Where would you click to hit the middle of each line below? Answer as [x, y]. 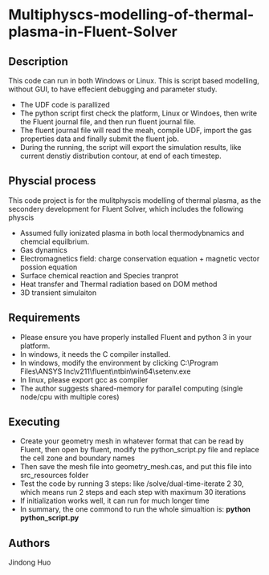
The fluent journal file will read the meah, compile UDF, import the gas [136, 130]
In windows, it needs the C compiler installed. [95, 354]
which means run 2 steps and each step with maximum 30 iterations [133, 492]
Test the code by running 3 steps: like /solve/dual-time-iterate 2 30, [132, 484]
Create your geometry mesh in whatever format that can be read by [132, 441]
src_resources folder [54, 476]
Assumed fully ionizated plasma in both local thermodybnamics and [132, 233]
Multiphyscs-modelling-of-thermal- [131, 15]
